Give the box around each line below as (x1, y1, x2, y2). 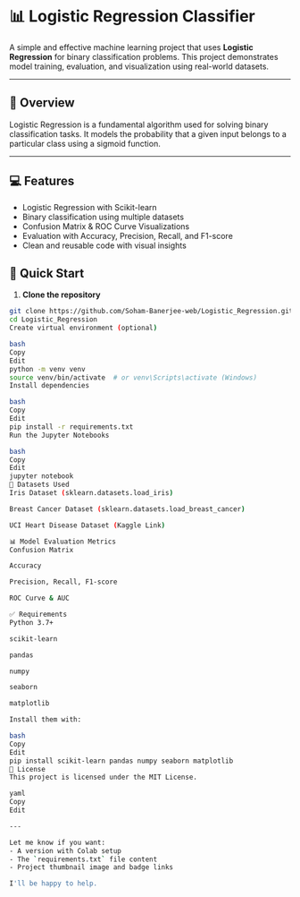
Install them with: (9, 715, 82, 724)
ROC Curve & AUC (9, 594, 70, 603)
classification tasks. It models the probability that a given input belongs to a (9, 128, 287, 139)
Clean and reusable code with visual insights (21, 240, 187, 251)
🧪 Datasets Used (9, 480, 70, 490)
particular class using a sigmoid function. (9, 138, 161, 149)
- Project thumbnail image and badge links (9, 863, 174, 872)
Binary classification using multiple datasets (21, 211, 185, 222)
